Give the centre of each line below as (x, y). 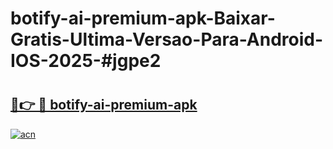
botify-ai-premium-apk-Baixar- (143, 18)
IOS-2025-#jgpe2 (86, 61)
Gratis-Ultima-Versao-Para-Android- (167, 39)
